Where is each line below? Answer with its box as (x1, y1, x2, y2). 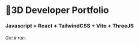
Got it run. (5, 34, 26, 40)
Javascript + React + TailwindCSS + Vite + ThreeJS (5, 22, 134, 29)
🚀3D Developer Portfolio (5, 4, 109, 16)
